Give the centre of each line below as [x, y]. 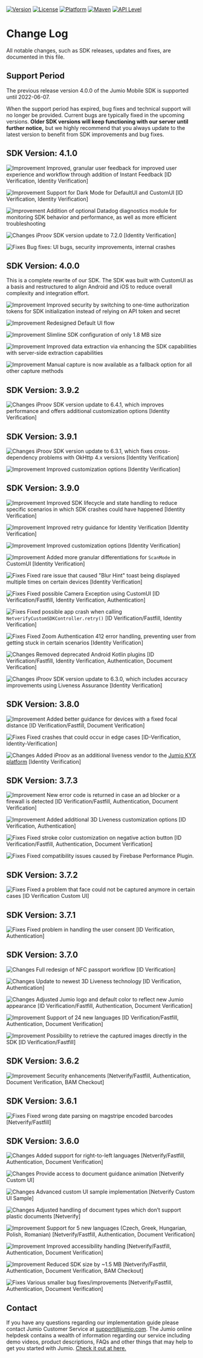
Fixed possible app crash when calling [75, 611]
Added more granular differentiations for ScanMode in [111, 557]
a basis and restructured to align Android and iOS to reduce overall [89, 287]
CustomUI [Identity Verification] [46, 564]
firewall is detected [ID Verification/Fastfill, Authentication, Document [92, 802]
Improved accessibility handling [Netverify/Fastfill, [109, 1246]
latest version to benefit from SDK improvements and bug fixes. [85, 134]
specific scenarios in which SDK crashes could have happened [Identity [96, 509]
